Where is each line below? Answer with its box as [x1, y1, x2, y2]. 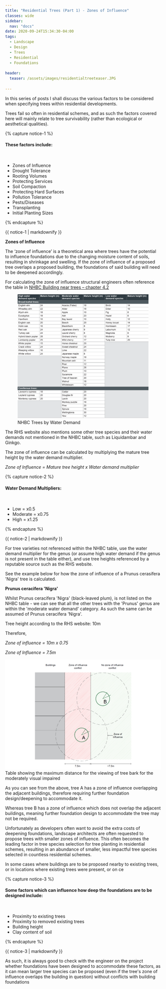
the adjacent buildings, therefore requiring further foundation [5, 790, 129, 796]
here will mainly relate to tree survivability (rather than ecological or [5, 116, 143, 122]
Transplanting [12, 205, 41, 211]
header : [5, 71, 21, 76]
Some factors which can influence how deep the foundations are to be [5, 887, 152, 893]
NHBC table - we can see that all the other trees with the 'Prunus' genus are [5, 600, 160, 606]
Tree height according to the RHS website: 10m [5, 620, 101, 626]
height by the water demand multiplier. [5, 454, 84, 461]
